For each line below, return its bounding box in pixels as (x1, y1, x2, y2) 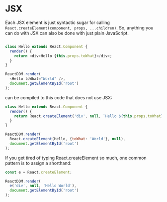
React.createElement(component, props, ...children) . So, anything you (5, 24, 154, 30)
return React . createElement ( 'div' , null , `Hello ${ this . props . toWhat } (14, 113, 164, 119)
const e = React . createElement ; (5, 170, 72, 175)
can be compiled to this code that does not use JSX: (5, 94, 113, 100)
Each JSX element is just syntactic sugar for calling (5, 19, 110, 25)
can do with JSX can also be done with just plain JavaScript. (5, 30, 129, 36)
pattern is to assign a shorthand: (5, 160, 72, 166)
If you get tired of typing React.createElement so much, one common (5, 155, 147, 161)
